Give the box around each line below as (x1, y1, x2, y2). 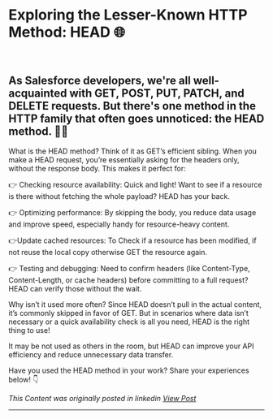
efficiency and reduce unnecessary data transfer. (8, 349, 174, 359)
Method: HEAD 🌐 (8, 23, 126, 41)
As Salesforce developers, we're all (8, 74, 191, 88)
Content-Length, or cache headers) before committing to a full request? (8, 274, 249, 285)
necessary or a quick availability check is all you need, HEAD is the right (8, 317, 250, 326)
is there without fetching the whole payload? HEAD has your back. (8, 191, 230, 201)
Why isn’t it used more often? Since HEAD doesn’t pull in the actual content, (8, 299, 262, 309)
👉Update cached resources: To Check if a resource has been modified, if (8, 235, 258, 245)
